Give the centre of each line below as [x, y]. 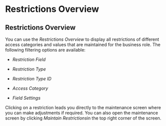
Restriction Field [29, 60]
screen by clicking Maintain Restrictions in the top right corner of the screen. [83, 118]
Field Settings [26, 98]
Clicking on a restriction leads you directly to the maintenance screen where [83, 107]
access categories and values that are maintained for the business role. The [83, 45]
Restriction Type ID [32, 79]
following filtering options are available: [45, 50]
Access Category [30, 88]
